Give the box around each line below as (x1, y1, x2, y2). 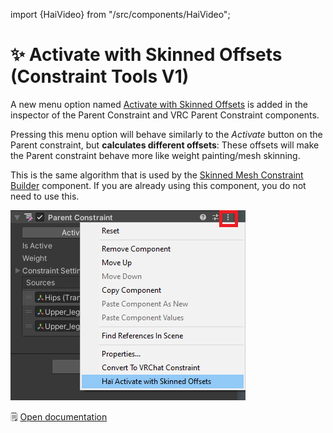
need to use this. (10, 190, 80, 202)
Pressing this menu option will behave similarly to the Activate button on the (10, 128, 323, 140)
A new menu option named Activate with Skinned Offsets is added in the (10, 98, 308, 110)
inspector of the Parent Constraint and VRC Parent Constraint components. (10, 109, 320, 121)
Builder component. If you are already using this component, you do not (10, 179, 307, 191)
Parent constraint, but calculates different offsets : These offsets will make (10, 139, 320, 151)
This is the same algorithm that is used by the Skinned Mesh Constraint (10, 169, 304, 181)
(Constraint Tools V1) (10, 65, 190, 88)
